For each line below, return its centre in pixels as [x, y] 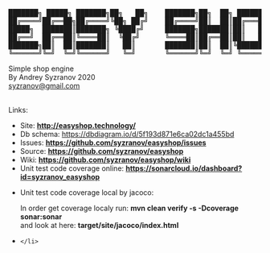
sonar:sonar [41, 217]
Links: [18, 110]
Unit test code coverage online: [72, 168]
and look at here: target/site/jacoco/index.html [99, 225]
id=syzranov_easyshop [60, 177]
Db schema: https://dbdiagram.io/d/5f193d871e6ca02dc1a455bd [127, 134]
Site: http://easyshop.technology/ [78, 125]
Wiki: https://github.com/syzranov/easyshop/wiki [105, 160]
